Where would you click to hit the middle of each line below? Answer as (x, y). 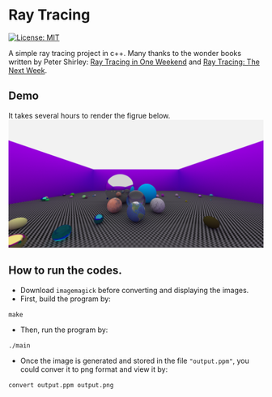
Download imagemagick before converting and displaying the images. (134, 290)
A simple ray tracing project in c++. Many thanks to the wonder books (125, 53)
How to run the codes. (66, 271)
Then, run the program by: (64, 330)
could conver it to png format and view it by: (94, 369)
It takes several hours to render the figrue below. (89, 115)
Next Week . (28, 70)
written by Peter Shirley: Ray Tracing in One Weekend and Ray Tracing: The (134, 62)
